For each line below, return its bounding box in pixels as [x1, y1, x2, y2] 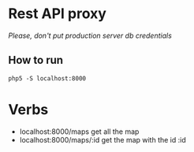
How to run [8, 54, 64, 67]
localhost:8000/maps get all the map [19, 127, 140, 136]
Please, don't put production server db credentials [8, 31, 172, 40]
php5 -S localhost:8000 [8, 74, 87, 83]
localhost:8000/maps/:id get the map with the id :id [19, 135, 187, 144]
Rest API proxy [8, 5, 106, 23]
